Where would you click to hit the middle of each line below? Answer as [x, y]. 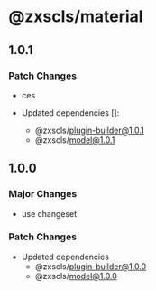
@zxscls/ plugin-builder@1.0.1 [90, 130]
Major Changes [43, 194]
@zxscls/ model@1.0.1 [75, 140]
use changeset [49, 213]
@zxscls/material [76, 17]
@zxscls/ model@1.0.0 [76, 276]
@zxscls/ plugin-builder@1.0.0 [91, 266]
